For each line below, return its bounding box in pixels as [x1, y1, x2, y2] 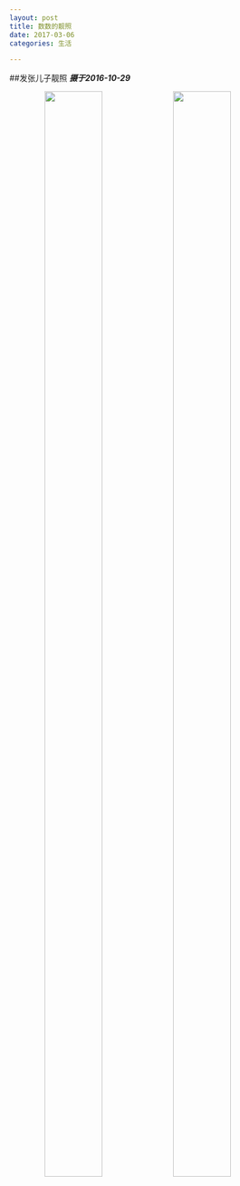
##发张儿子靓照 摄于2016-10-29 [9, 73, 131, 84]
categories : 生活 [9, 38, 72, 48]
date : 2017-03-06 [9, 30, 75, 39]
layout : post [9, 13, 59, 23]
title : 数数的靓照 [9, 22, 72, 31]
